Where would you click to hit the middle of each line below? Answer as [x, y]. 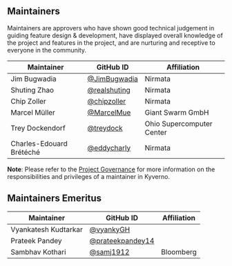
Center [156, 132]
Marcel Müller [33, 112]
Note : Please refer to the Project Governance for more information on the [111, 169]
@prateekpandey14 [122, 240]
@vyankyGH [110, 229]
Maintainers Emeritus [55, 199]
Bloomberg [179, 251]
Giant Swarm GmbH [177, 112]
